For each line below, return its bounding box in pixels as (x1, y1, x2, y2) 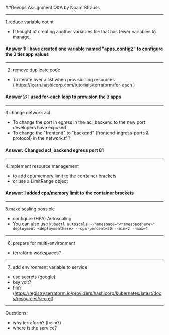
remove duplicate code (12, 67, 60, 73)
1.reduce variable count (5, 19, 54, 25)
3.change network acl (5, 110, 50, 116)
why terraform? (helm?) (12, 319, 61, 325)
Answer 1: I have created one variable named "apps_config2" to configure (5, 45, 163, 52)
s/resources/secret (12, 295, 52, 301)
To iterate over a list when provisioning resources (12, 77, 115, 83)
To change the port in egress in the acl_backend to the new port (12, 119, 146, 125)
